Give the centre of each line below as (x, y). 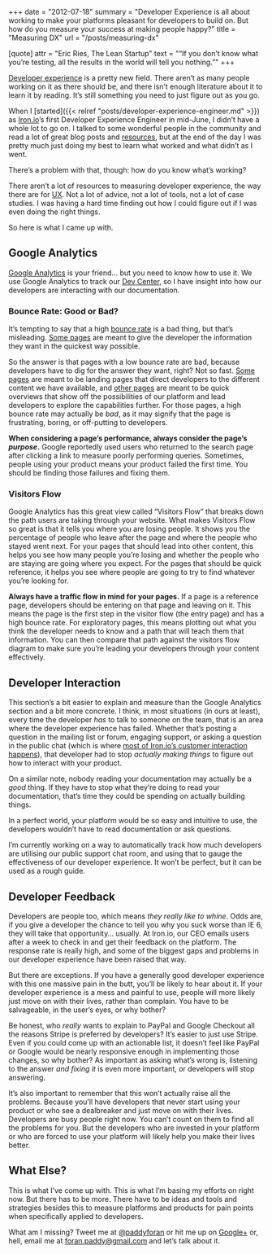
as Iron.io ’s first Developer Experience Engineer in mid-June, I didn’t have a (134, 120)
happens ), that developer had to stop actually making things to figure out (131, 754)
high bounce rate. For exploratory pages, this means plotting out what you (132, 623)
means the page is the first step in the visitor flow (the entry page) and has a (136, 614)
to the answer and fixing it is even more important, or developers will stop (132, 1069)
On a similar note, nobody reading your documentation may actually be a (130, 779)
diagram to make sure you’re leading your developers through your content (134, 649)
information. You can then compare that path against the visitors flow (124, 640)
